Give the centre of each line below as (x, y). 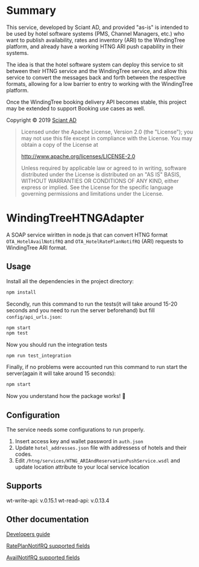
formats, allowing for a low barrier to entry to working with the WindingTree (99, 84)
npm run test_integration (39, 356)
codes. (24, 454)
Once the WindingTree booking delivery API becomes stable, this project (96, 102)
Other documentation (48, 520)
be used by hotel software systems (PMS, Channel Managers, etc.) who (96, 33)
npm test (17, 333)
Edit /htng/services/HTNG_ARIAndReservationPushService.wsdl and (97, 460)
